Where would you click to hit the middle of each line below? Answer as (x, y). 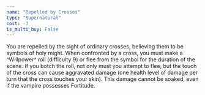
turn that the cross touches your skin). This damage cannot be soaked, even (102, 79)
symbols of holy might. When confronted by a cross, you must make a (95, 53)
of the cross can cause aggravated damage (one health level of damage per (102, 73)
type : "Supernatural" (34, 18)
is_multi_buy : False (33, 29)
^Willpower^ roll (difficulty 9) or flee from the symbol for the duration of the (101, 59)
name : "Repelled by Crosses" (43, 12)
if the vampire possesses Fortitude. (51, 86)
